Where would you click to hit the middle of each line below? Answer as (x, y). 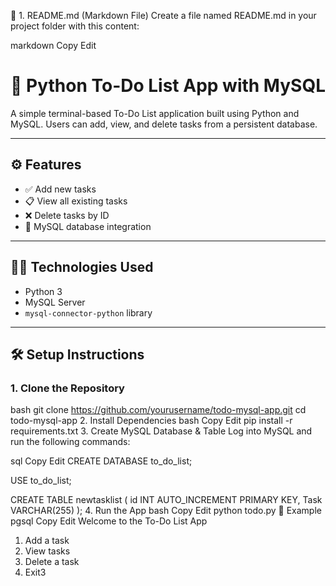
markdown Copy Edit (53, 45)
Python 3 (43, 291)
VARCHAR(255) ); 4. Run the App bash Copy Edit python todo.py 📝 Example (166, 511)
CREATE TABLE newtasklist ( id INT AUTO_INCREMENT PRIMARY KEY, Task (166, 500)
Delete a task (52, 562)
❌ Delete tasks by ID (67, 215)
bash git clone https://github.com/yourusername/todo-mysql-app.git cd (158, 410)
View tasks (47, 551)
